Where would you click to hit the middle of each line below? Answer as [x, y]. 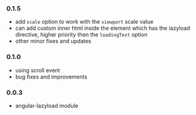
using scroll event [37, 70]
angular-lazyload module [47, 105]
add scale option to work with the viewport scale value [84, 22]
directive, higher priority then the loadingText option [81, 35]
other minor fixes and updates [53, 41]
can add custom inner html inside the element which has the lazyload [103, 28]
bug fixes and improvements [51, 77]
